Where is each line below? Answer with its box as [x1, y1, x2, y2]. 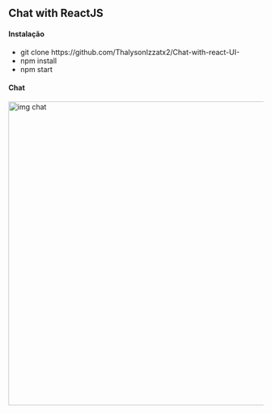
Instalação [8, 28, 45, 39]
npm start [19, 64, 53, 74]
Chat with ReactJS [8, 6, 104, 20]
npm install [19, 56, 57, 66]
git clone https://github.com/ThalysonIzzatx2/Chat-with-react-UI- [19, 47, 240, 57]
